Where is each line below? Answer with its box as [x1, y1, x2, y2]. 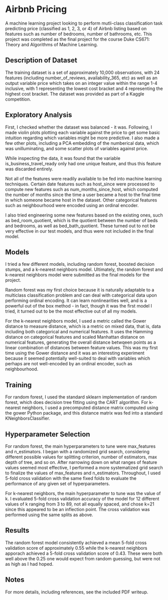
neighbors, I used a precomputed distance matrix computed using [22, 405, 158, 411]
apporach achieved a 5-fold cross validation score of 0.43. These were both [5, 550, 163, 556]
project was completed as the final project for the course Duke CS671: [5, 36, 150, 42]
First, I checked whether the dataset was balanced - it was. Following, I [5, 124, 152, 130]
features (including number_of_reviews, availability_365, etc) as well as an [5, 74, 158, 81]
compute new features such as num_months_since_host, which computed [5, 186, 158, 192]
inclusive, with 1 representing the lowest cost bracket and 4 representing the [5, 85, 163, 91]
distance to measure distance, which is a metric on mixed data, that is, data [5, 323, 161, 330]
